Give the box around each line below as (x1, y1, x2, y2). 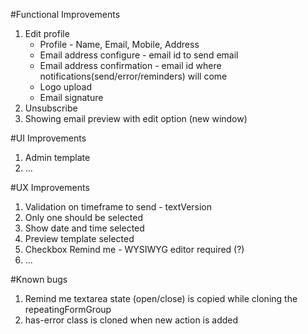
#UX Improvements (10, 182, 90, 193)
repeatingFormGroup (24, 304, 112, 315)
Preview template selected (24, 233, 135, 244)
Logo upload (39, 81, 93, 93)
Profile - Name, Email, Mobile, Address (39, 39, 200, 50)
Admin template (24, 152, 91, 163)
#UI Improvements (10, 132, 87, 144)
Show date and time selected (24, 222, 145, 234)
